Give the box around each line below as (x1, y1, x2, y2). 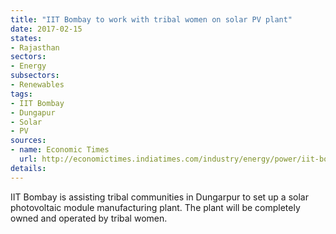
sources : (10, 136, 47, 146)
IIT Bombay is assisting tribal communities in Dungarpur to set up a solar (10, 191, 309, 203)
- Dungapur (10, 107, 56, 118)
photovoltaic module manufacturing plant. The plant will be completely (10, 201, 301, 213)
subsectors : (10, 71, 60, 81)
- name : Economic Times (10, 145, 110, 155)
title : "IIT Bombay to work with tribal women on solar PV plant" (10, 14, 293, 25)
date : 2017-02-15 (10, 24, 83, 34)
